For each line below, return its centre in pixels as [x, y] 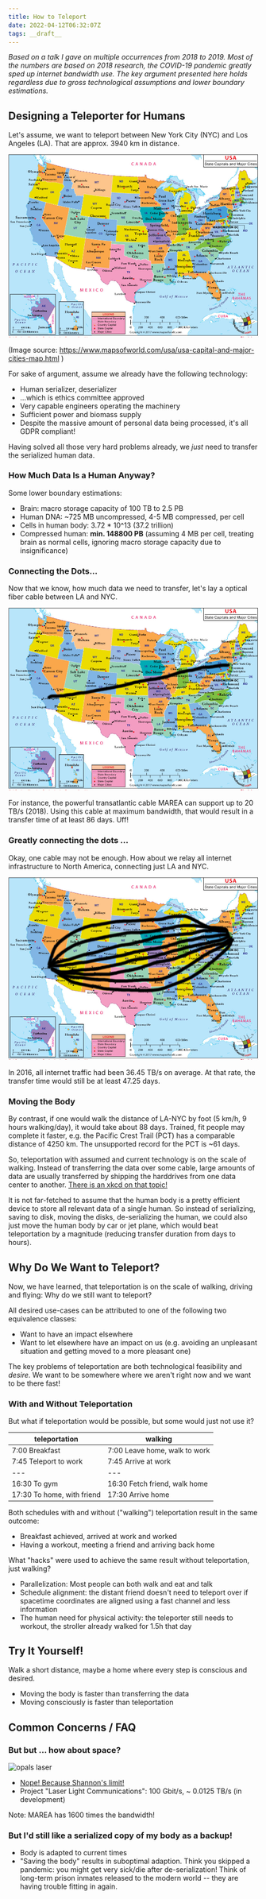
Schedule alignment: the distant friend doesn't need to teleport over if [134, 1592]
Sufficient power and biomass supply [80, 414]
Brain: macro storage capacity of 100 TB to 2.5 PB [102, 508]
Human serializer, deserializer [68, 389]
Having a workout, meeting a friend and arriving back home [117, 1545]
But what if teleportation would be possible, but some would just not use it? [131, 1421]
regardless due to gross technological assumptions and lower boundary [126, 83]
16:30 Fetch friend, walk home [158, 1483]
